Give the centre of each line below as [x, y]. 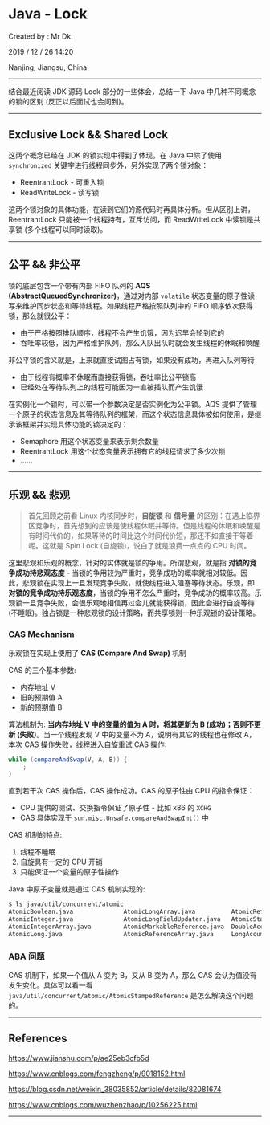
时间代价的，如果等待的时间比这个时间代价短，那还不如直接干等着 [144, 536]
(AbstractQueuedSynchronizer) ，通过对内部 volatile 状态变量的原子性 [128, 296]
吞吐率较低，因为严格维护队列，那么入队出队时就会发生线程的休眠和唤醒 [139, 343]
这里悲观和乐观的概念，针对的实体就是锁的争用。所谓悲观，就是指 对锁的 [129, 563]
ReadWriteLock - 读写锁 [59, 192]
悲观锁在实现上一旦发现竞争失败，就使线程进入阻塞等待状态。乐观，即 [138, 583]
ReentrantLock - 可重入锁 [62, 182]
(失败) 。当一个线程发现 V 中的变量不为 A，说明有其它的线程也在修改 [130, 734]
